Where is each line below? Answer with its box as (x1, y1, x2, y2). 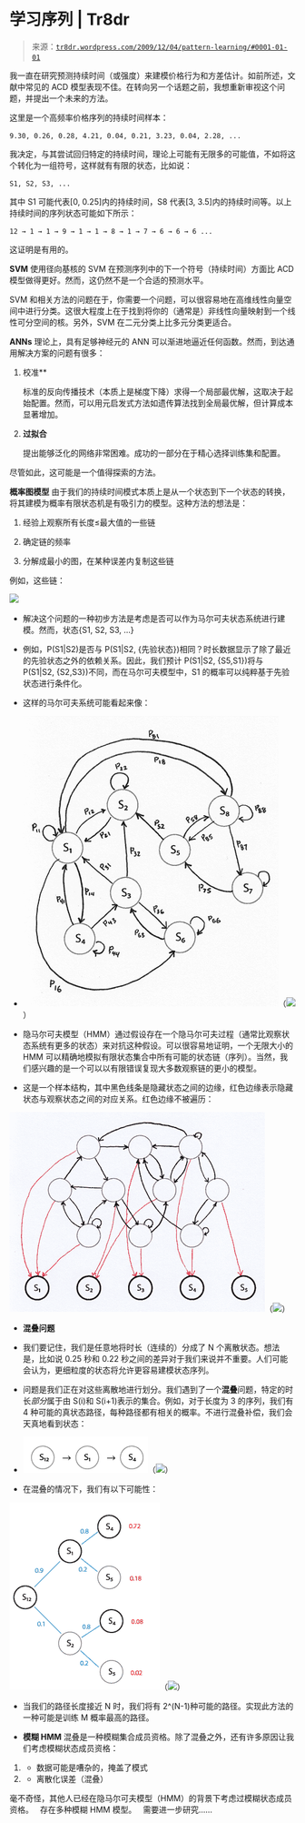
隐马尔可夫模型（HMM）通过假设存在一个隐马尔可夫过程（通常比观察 (22, 1028, 282, 1039)
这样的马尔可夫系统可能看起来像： (22, 697, 151, 708)
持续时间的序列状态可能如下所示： (9, 207, 137, 218)
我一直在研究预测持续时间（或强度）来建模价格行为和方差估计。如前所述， (9, 70, 288, 81)
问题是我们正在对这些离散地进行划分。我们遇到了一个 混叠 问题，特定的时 (22, 1384, 293, 1395)
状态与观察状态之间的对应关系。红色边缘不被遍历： (22, 1093, 214, 1104)
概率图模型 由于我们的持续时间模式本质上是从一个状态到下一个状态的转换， (9, 486, 290, 497)
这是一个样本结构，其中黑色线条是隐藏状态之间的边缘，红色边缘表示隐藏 (22, 1082, 293, 1093)
